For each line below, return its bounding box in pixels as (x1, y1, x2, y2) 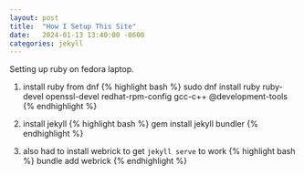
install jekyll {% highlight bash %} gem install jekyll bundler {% (22, 118, 258, 129)
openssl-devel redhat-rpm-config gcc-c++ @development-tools (45, 91, 288, 102)
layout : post (9, 13, 59, 23)
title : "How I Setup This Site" (9, 22, 137, 31)
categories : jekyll (9, 38, 84, 48)
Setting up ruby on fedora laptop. (9, 64, 134, 75)
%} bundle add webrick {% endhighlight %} (22, 156, 188, 167)
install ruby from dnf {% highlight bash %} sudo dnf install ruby (22, 81, 261, 92)
